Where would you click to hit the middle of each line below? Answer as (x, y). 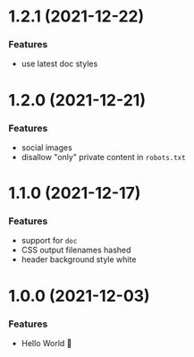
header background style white (79, 259)
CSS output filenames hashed (76, 250)
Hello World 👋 (46, 343)
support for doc (49, 241)
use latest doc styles (59, 64)
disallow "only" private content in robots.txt (103, 157)
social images (46, 147)
